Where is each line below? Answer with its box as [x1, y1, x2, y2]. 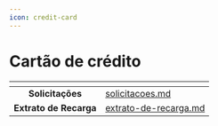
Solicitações [28, 87, 83, 99]
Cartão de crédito [9, 51, 141, 71]
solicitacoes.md [105, 87, 172, 99]
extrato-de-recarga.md [105, 101, 206, 114]
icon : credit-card [9, 12, 77, 22]
